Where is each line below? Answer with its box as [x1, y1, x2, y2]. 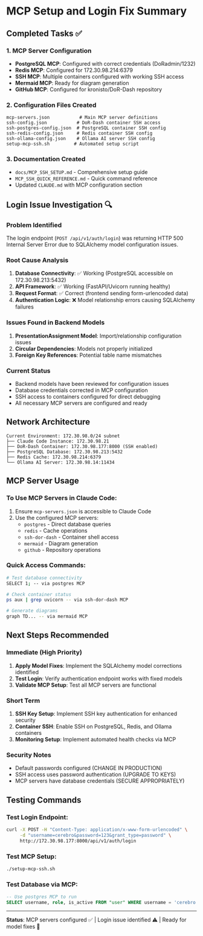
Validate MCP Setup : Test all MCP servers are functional [14, 681, 157, 688]
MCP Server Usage [6, 476, 80, 486]
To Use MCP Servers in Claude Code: [6, 494, 117, 502]
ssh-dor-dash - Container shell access [24, 533, 119, 540]
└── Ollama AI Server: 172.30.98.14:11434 [6, 459, 115, 466]
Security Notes [6, 751, 51, 759]
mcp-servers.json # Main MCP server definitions [6, 115, 158, 121]
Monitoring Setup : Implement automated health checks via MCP [14, 736, 176, 743]
